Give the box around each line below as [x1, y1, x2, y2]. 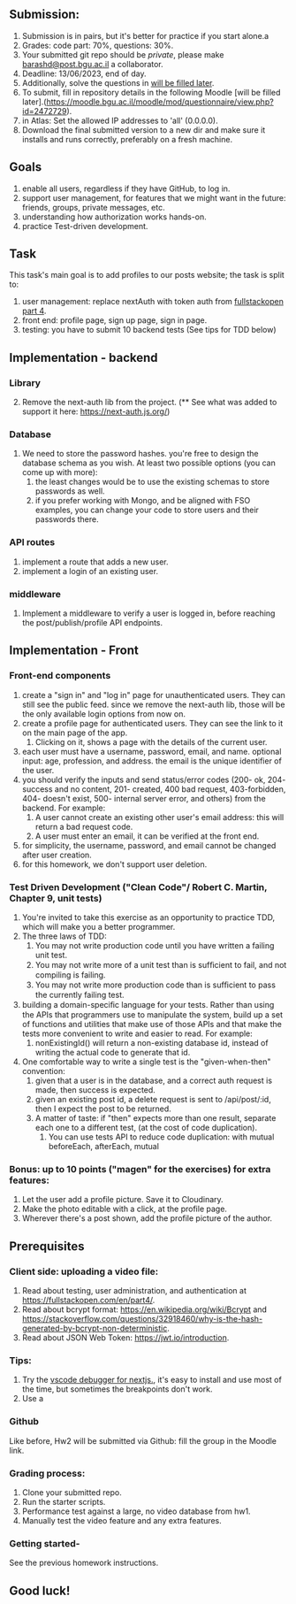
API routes [9, 536, 56, 549]
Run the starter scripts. [21, 1496, 106, 1507]
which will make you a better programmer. [21, 922, 176, 932]
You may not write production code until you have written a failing [34, 940, 275, 950]
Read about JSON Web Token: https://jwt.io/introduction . [21, 1332, 230, 1343]
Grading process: [9, 1467, 86, 1479]
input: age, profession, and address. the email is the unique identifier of [21, 756, 283, 766]
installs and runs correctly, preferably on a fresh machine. [21, 134, 232, 144]
